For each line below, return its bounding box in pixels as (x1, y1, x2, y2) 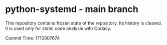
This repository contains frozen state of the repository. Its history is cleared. (5, 20, 162, 26)
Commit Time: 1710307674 (5, 35, 60, 41)
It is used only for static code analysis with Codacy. (5, 25, 111, 31)
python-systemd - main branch (5, 3, 139, 15)
